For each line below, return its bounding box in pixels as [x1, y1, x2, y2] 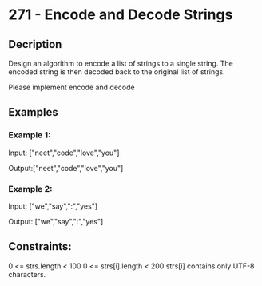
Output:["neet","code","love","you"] [8, 163, 124, 173]
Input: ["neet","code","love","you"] [8, 148, 120, 157]
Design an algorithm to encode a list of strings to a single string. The [8, 58, 234, 68]
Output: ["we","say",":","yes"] [8, 216, 104, 226]
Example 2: [8, 183, 53, 194]
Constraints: [8, 240, 72, 253]
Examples [8, 105, 58, 119]
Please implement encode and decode [8, 82, 135, 92]
